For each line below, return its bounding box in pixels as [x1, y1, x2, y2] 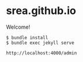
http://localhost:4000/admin [6, 50, 77, 56]
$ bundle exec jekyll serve [6, 40, 75, 46]
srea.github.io [6, 4, 77, 18]
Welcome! [6, 23, 30, 30]
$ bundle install [6, 35, 49, 40]
